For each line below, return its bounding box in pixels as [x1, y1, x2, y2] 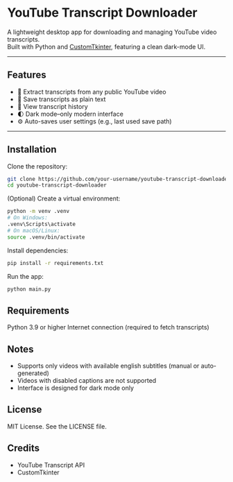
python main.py [7, 286, 51, 293]
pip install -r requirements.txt [7, 259, 104, 266]
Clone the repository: [7, 162, 68, 171]
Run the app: [7, 272, 44, 280]
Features [7, 69, 46, 81]
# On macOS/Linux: [7, 227, 60, 234]
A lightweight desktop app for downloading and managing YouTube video [7, 28, 217, 36]
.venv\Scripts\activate [7, 221, 76, 228]
